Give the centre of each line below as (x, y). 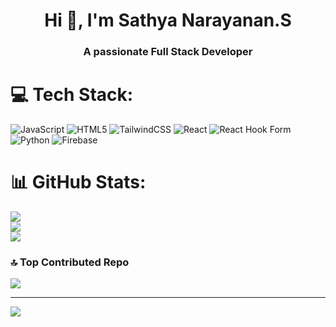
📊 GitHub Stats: (78, 182)
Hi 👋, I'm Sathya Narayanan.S (168, 20)
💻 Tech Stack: (72, 95)
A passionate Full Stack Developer (168, 52)
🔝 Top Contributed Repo (70, 262)
